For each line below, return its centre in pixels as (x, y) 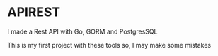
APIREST (34, 12)
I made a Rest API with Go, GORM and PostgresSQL (82, 31)
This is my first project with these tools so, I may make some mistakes (109, 45)
